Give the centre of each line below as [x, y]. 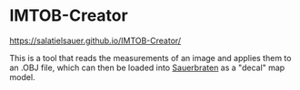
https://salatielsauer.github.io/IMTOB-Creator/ [95, 40]
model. [22, 76]
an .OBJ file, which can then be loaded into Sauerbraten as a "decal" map [147, 67]
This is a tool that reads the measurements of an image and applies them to [150, 58]
